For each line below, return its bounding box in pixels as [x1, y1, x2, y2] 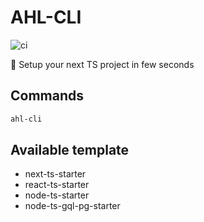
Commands [10, 87, 85, 105]
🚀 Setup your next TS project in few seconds [10, 58, 195, 70]
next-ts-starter [24, 168, 87, 180]
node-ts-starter [24, 189, 90, 201]
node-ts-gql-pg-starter [24, 200, 121, 212]
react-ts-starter [24, 179, 90, 191]
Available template [10, 142, 130, 159]
